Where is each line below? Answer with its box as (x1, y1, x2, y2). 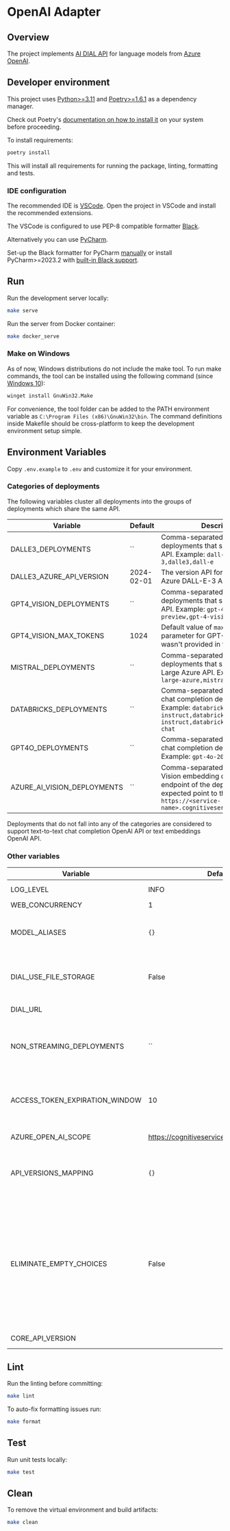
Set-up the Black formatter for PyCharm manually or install (7, 248, 172, 257)
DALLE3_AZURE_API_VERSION (10, 571, 110, 581)
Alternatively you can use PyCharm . (7, 235, 108, 243)
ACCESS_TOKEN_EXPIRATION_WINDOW (10, 1095, 142, 1105)
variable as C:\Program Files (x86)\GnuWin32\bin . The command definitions (7, 412, 222, 420)
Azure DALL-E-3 (160, 576, 216, 586)
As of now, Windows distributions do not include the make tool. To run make (7, 364, 222, 373)
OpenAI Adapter (7, 4, 101, 20)
